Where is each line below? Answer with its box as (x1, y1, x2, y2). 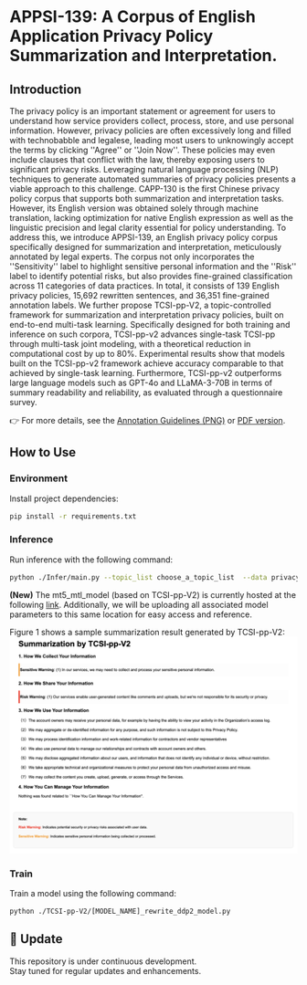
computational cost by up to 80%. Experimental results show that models (9, 349, 285, 359)
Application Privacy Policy (9, 26, 214, 47)
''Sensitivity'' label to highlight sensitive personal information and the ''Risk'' (9, 261, 297, 271)
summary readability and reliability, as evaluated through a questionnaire (9, 387, 283, 398)
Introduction (9, 81, 82, 97)
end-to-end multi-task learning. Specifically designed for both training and (9, 320, 291, 330)
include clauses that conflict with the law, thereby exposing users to (9, 154, 265, 165)
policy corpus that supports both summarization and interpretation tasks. (9, 194, 285, 204)
